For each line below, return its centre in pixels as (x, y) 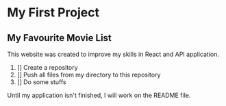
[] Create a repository (47, 67)
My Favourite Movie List (59, 38)
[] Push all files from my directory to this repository (89, 75)
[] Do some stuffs (41, 82)
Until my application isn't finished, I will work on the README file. (99, 95)
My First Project (53, 13)
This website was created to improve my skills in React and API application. (113, 54)
